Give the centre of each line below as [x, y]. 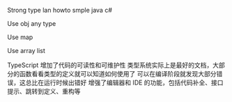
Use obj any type [32, 23]
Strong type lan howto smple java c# [60, 10]
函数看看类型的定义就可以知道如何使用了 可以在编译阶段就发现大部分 [118, 74]
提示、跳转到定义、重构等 [44, 91]
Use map [20, 37]
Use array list [26, 51]
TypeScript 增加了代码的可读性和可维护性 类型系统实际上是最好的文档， [110, 65]
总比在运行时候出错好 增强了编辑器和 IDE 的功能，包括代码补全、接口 [125, 82]
